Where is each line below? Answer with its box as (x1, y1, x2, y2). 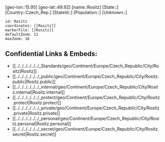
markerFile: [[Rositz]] (5, 28, 54, 33)
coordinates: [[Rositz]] (5, 23, 56, 28)
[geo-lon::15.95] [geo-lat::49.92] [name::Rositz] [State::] (5, 4, 119, 10)
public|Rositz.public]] (12, 79, 56, 85)
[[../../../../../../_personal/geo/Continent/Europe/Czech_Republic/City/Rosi (12, 115, 160, 121)
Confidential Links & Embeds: (5, 49, 98, 58)
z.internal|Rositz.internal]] (12, 89, 65, 95)
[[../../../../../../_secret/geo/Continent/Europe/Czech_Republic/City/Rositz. (12, 126, 160, 132)
